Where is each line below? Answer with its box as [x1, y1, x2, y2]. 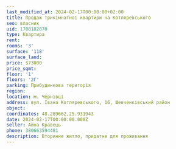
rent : [6, 37, 20, 43]
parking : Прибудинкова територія [6, 83, 91, 89]
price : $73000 [6, 60, 43, 66]
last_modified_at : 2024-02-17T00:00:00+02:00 [6, 9, 124, 15]
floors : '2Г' [6, 77, 40, 83]
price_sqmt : [6, 65, 37, 72]
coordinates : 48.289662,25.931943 [6, 111, 94, 117]
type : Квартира [6, 32, 45, 38]
